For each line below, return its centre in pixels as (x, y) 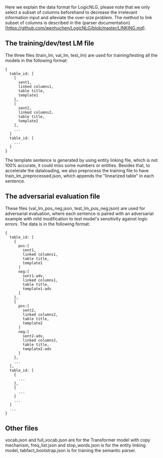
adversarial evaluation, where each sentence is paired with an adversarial (79, 214)
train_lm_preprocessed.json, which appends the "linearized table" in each (80, 176)
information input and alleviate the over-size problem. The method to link (79, 17)
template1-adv (37, 289)
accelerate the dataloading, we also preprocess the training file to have (77, 170)
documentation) (114, 23)
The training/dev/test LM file (50, 43)
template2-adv (37, 349)
